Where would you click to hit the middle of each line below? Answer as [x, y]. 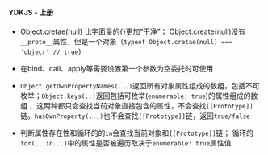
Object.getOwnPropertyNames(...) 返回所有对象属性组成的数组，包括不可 [140, 86]
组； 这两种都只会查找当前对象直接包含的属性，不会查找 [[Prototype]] [136, 106]
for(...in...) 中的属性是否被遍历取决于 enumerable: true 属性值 [126, 143]
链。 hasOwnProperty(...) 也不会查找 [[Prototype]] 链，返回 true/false [135, 116]
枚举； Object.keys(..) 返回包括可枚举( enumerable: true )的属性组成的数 [139, 96]
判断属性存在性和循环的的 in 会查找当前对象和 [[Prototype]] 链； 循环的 [137, 133]
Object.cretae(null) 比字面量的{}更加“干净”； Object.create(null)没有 [133, 31]
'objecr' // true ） [53, 51]
